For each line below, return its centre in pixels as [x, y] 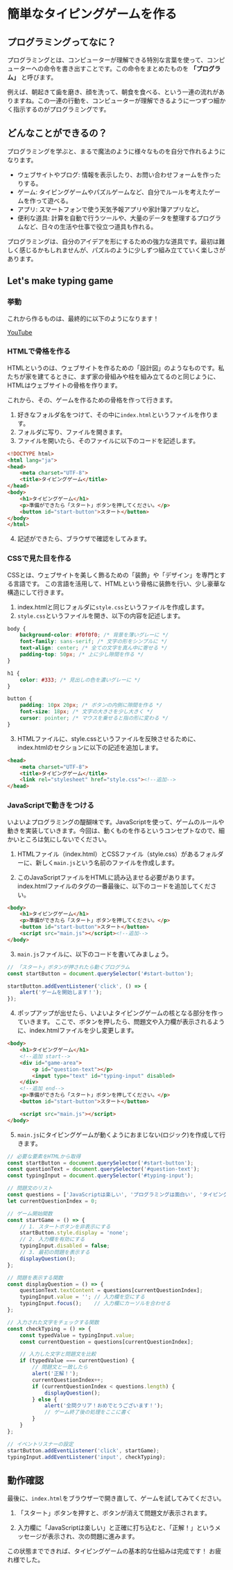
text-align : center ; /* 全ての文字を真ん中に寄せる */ [94, 648]
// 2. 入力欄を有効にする [52, 1239]
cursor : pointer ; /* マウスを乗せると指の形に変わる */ [94, 718]
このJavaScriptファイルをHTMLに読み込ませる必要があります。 [108, 877]
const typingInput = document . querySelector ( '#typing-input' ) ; [101, 1176]
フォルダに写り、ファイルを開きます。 [71, 432]
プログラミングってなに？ [62, 42]
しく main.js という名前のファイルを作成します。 [110, 862]
